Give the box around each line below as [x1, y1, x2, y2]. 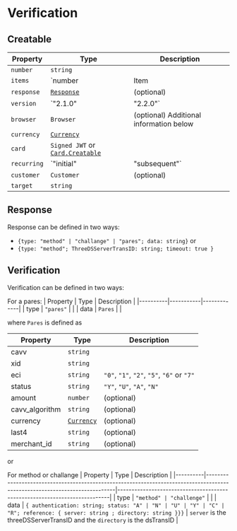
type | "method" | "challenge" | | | [117, 493, 217, 501]
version [11, 100, 37, 107]
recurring [11, 160, 44, 168]
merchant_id [11, 438, 52, 448]
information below [133, 119, 194, 129]
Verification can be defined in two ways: [7, 283, 125, 291]
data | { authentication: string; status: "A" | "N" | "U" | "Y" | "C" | [7, 501, 225, 509]
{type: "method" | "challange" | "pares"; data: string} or [17, 236, 196, 245]
